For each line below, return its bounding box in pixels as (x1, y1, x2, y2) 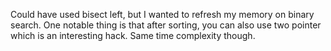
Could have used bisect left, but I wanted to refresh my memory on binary (10, 9, 315, 20)
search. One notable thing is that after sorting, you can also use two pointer (10, 19, 322, 31)
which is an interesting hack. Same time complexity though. (10, 30, 256, 41)
